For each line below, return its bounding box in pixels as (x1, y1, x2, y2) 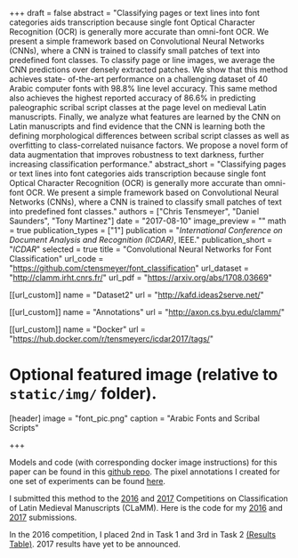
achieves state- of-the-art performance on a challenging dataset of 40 (9, 74, 269, 84)
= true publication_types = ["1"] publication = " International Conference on (9, 225, 283, 235)
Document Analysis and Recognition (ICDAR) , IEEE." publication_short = (9, 235, 273, 245)
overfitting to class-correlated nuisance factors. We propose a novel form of (9, 140, 289, 150)
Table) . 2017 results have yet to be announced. (9, 538, 181, 549)
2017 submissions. (9, 512, 77, 522)
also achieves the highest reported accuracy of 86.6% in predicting (9, 93, 256, 103)
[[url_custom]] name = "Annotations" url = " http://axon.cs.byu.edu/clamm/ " (9, 307, 286, 317)
